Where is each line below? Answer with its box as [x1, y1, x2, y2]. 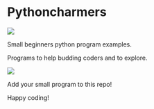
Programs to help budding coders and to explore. [7, 53, 148, 62]
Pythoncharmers [7, 4, 107, 20]
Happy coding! [7, 93, 50, 101]
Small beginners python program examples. [7, 40, 132, 49]
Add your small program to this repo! [7, 80, 112, 88]
